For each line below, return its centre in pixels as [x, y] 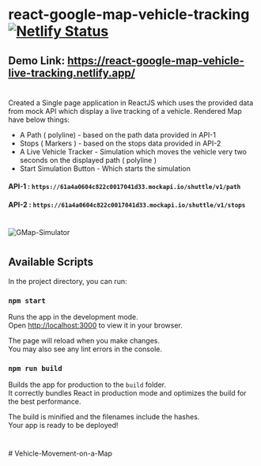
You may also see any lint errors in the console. [85, 349]
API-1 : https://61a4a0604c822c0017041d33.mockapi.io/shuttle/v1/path [125, 187]
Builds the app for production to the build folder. [87, 385]
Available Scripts [51, 262]
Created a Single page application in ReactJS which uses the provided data [131, 102]
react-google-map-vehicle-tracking [129, 15]
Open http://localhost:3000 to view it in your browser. [96, 325]
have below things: [39, 119]
